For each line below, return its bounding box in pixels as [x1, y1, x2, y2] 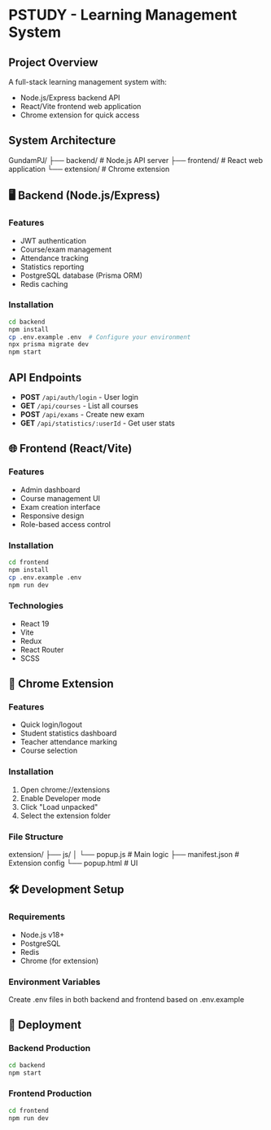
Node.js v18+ [20, 930, 65, 939]
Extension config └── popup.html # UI [8, 858, 138, 868]
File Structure [8, 831, 63, 842]
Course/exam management [20, 244, 112, 254]
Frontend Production [8, 1088, 92, 1099]
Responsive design [20, 511, 85, 521]
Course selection [20, 745, 78, 755]
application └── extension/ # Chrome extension [8, 164, 170, 174]
